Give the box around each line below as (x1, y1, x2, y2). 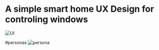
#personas (5, 39, 27, 45)
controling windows (5, 14, 88, 25)
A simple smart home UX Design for (5, 3, 154, 15)
